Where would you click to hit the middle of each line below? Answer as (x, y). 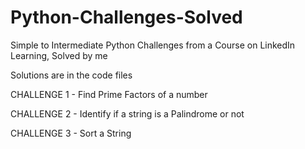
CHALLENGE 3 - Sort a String (71, 133)
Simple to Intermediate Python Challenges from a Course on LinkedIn (153, 45)
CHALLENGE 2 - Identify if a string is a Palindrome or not (127, 113)
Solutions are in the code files (71, 75)
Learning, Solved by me (59, 55)
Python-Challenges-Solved (126, 17)
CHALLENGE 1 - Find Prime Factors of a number (109, 94)
